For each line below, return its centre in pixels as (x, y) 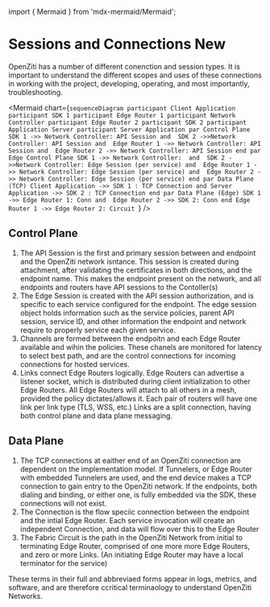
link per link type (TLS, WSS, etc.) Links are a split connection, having (135, 407)
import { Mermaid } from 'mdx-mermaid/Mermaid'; (92, 12)
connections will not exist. (63, 503)
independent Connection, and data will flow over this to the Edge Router (139, 529)
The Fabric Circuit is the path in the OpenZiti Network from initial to (131, 537)
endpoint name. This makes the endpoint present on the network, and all (141, 278)
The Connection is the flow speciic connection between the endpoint (135, 512)
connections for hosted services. (75, 364)
